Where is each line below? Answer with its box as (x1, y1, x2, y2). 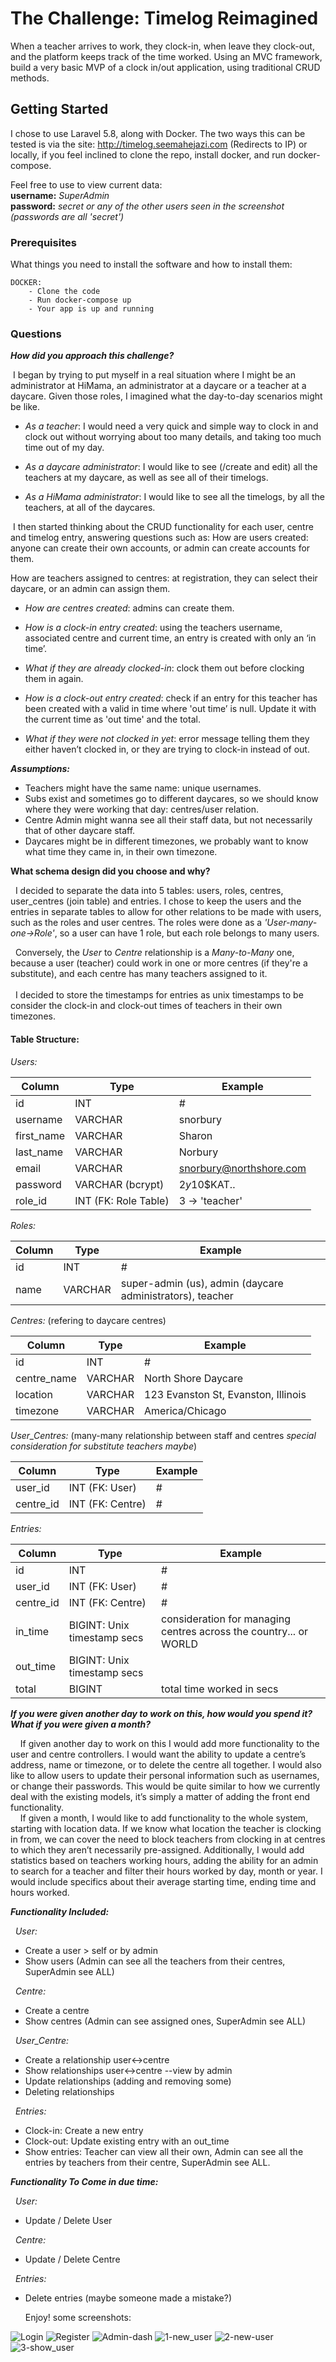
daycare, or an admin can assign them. (10, 583, 171, 595)
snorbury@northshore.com (178, 1161, 307, 1175)
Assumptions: (10, 763, 71, 775)
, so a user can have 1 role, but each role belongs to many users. (54, 927, 320, 939)
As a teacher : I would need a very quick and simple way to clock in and (24, 420, 319, 432)
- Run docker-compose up (28, 295, 132, 306)
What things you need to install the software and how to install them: (10, 258, 293, 271)
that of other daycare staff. (24, 825, 136, 837)
